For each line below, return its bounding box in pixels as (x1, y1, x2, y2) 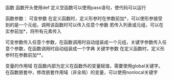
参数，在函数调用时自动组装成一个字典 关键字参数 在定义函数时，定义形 (14, 46, 165, 51)
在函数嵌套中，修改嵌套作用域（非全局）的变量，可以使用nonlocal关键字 (5, 69, 158, 75)
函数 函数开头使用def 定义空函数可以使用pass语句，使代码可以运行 (5, 5, 146, 10)
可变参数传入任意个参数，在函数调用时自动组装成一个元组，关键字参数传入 (5, 39, 162, 45)
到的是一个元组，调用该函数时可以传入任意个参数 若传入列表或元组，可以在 (5, 22, 164, 28)
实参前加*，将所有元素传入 (5, 28, 62, 34)
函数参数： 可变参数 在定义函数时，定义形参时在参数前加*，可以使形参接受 (5, 15, 163, 22)
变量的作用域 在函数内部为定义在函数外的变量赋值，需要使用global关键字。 (5, 63, 163, 69)
